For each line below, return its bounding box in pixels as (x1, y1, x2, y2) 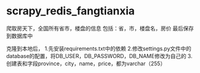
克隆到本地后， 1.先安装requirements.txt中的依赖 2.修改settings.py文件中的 (6, 45, 192, 52)
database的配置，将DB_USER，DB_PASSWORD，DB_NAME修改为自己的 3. (6, 52, 193, 59)
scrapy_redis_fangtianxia (6, 4, 135, 18)
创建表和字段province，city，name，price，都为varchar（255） (6, 60, 166, 67)
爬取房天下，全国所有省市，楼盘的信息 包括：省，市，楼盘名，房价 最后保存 (6, 25, 194, 32)
